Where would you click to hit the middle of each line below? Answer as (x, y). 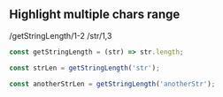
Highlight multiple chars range (95, 15)
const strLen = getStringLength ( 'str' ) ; (85, 68)
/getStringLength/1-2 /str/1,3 (61, 35)
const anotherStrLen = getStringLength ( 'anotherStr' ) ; (112, 84)
